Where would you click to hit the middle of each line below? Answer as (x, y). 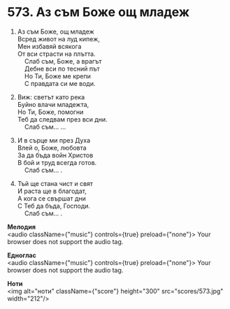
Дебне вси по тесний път (62, 69)
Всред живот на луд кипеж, (58, 38)
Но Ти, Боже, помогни (50, 112)
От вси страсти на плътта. (56, 54)
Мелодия (22, 227)
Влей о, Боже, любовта (52, 148)
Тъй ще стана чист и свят (55, 183)
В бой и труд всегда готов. (57, 162)
